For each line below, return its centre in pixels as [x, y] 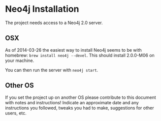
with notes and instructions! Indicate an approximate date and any [72, 102]
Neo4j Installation [42, 9]
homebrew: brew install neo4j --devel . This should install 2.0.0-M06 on [80, 55]
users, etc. [16, 113]
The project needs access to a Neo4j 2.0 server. [54, 23]
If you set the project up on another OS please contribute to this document [80, 97]
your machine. [20, 60]
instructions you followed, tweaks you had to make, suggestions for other [80, 108]
